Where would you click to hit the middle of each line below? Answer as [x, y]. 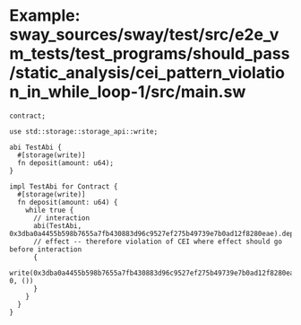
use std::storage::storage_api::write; [84, 131]
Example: [45, 16]
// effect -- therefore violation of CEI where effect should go [157, 242]
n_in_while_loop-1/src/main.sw [128, 92]
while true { [50, 210]
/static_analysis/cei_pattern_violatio [147, 73]
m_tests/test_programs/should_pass [150, 54]
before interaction [46, 249]
